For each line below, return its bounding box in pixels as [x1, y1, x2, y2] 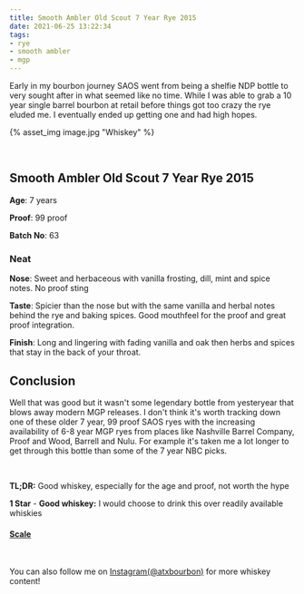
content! [9, 576, 41, 587]
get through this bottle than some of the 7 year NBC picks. [9, 445, 228, 456]
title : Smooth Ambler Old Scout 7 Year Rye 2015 [9, 13, 197, 23]
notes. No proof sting [9, 283, 89, 294]
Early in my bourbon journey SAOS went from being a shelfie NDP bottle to [9, 81, 289, 91]
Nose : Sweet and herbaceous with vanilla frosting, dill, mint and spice [9, 273, 270, 284]
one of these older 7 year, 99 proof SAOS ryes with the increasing [9, 416, 256, 427]
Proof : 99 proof [9, 212, 68, 223]
